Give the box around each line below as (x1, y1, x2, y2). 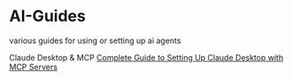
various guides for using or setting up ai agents (9, 35, 181, 46)
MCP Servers (9, 62, 58, 72)
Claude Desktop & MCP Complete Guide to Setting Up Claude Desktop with (9, 52, 284, 62)
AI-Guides (9, 6, 86, 26)
